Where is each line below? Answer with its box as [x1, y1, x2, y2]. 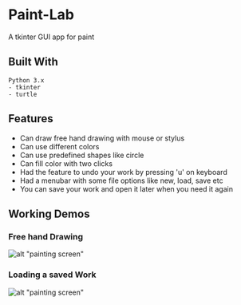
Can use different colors [19, 141, 100, 151]
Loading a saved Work [8, 269, 97, 280]
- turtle [8, 90, 38, 98]
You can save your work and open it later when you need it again [19, 184, 234, 193]
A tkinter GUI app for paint [8, 32, 95, 42]
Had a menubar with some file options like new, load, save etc [19, 176, 223, 185]
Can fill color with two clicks [19, 158, 113, 168]
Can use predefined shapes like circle [19, 150, 144, 160]
